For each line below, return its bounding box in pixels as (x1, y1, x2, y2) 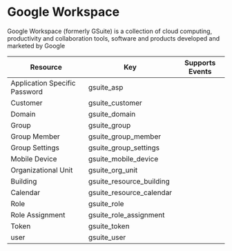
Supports (184, 58, 216, 68)
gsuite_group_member (88, 132, 162, 141)
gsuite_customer (88, 98, 143, 108)
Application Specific (10, 78, 76, 88)
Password (10, 87, 43, 97)
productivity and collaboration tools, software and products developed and (7, 34, 220, 42)
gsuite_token (88, 221, 130, 231)
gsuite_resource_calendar (88, 188, 173, 197)
